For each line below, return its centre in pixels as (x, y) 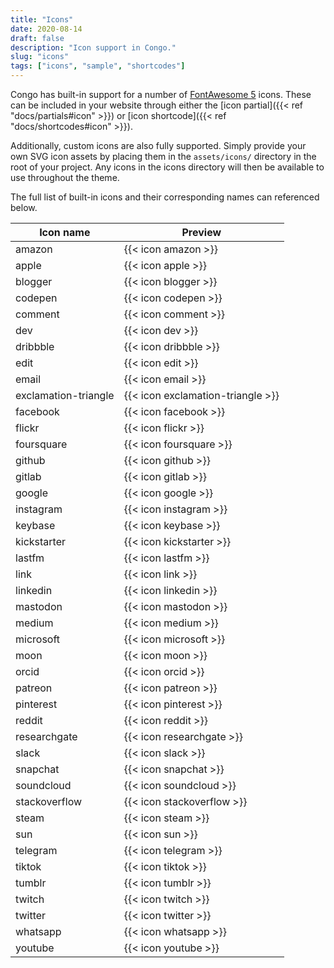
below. (24, 207)
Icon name (65, 232)
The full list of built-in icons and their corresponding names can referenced (165, 197)
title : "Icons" (42, 19)
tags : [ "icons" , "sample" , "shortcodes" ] (98, 66)
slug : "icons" (40, 57)
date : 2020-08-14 (46, 29)
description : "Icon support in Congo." (93, 47)
